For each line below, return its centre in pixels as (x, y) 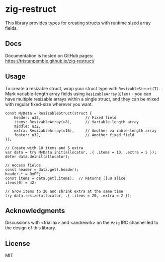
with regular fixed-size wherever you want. (49, 104)
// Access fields (23, 165)
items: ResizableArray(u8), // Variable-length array (77, 122)
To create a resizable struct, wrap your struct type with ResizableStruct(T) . (83, 88)
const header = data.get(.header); (42, 169)
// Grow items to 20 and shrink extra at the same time (64, 191)
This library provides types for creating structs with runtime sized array (78, 23)
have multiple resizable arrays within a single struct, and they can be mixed (82, 99)
